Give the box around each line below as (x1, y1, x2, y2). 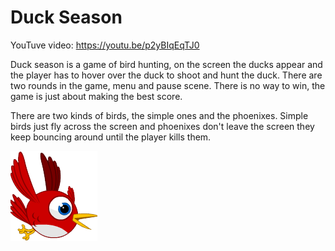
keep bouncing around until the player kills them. (10, 131, 212, 143)
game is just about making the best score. (10, 90, 183, 102)
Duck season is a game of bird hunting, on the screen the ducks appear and (10, 58, 323, 70)
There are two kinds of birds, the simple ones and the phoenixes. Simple (10, 109, 309, 121)
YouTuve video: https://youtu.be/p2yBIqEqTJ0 (10, 39, 200, 51)
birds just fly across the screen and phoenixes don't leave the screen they (10, 120, 315, 132)
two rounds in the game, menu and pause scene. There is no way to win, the (10, 79, 326, 91)
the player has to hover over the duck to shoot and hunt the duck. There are (10, 69, 323, 81)
